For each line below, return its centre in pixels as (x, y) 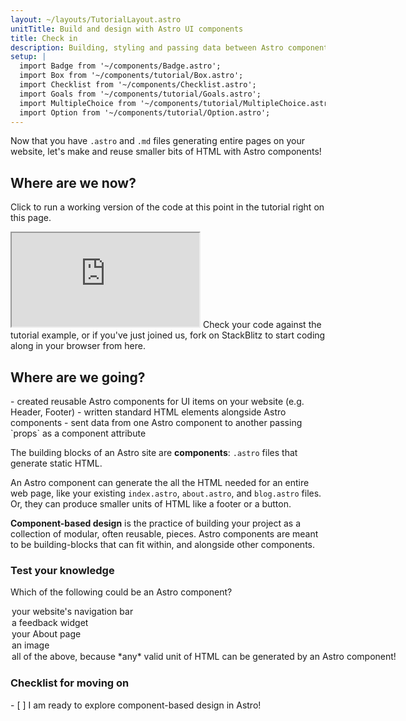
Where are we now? (73, 182)
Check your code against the (262, 325)
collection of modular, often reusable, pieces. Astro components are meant (164, 534)
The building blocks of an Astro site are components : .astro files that (154, 452)
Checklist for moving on (70, 683)
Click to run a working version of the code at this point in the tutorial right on (167, 207)
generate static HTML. (56, 463)
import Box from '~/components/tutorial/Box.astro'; (131, 76)
